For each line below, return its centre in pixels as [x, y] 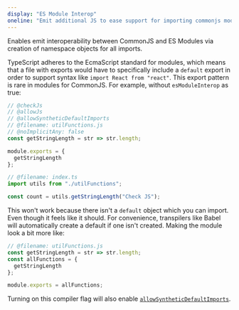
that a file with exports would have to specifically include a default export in [119, 70]
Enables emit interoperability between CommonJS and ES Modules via [111, 41]
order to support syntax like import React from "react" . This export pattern [118, 77]
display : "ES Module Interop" [52, 14]
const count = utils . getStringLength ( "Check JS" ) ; [84, 197]
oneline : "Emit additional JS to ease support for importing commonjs [114, 21]
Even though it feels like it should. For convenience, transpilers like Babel [114, 218]
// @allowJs [25, 112]
